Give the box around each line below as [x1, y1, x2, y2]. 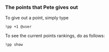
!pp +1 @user [5, 24, 32, 29]
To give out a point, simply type [5, 15, 69, 21]
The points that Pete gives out [5, 4, 79, 11]
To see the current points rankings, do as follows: [5, 33, 105, 39]
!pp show [5, 42, 23, 47]
